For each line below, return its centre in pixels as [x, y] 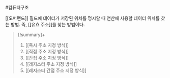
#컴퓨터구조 [17, 7]
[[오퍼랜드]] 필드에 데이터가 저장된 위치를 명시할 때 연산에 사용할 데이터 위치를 [82, 18]
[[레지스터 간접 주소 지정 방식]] [56, 70]
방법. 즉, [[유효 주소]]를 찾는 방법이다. [48, 25]
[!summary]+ [31, 35]
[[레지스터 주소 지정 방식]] [51, 64]
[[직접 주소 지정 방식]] [47, 51]
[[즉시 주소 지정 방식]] [47, 45]
